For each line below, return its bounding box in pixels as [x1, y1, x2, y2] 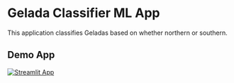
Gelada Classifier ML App [7, 5, 161, 21]
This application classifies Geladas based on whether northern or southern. [7, 28, 228, 37]
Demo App [7, 49, 55, 61]
